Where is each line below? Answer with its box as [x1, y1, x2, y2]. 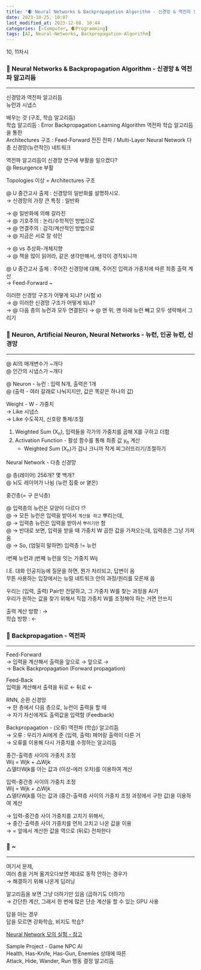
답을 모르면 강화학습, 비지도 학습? [6, 918, 84, 925]
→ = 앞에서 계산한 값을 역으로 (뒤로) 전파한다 [6, 827, 111, 835]
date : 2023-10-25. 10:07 [6, 14, 68, 20]
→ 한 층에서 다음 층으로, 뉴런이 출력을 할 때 [6, 704, 106, 711]
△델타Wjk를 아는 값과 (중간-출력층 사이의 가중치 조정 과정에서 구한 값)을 [6, 792, 175, 799]
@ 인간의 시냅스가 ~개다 [6, 367, 63, 375]
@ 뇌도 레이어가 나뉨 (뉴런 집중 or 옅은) [6, 479, 99, 486]
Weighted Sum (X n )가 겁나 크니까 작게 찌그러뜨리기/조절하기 [23, 445, 166, 454]
